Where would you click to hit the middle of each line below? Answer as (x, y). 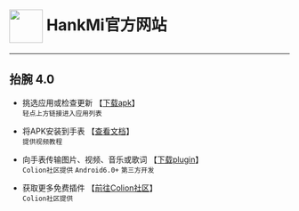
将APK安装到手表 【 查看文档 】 (78, 131)
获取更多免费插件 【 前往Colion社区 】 (89, 188)
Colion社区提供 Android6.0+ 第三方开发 (88, 170)
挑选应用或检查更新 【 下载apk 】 (81, 102)
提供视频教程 (42, 142)
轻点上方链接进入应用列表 (62, 113)
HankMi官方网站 (106, 24)
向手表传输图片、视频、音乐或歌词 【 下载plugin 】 (113, 159)
